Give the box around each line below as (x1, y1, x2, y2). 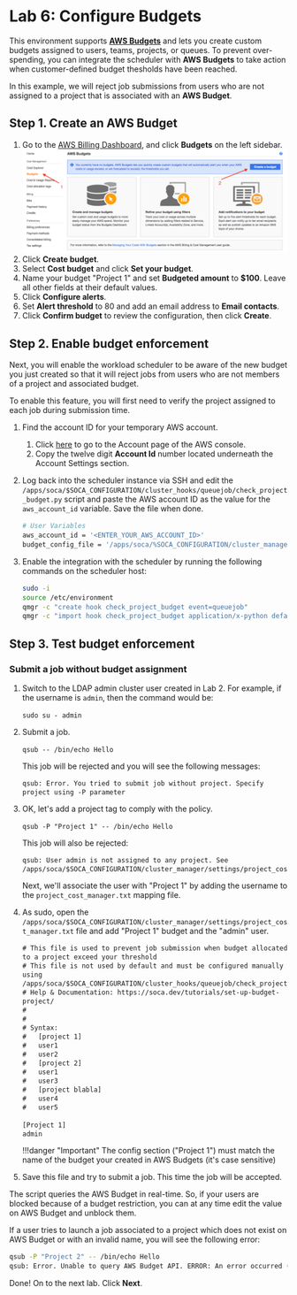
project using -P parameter (21, 787, 126, 797)
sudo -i (21, 584, 50, 593)
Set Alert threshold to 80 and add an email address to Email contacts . (21, 301, 280, 311)
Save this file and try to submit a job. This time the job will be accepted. (21, 1171, 283, 1182)
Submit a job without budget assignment (9, 663, 187, 675)
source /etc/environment (21, 593, 114, 602)
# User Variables (21, 522, 87, 531)
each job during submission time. (9, 405, 131, 416)
